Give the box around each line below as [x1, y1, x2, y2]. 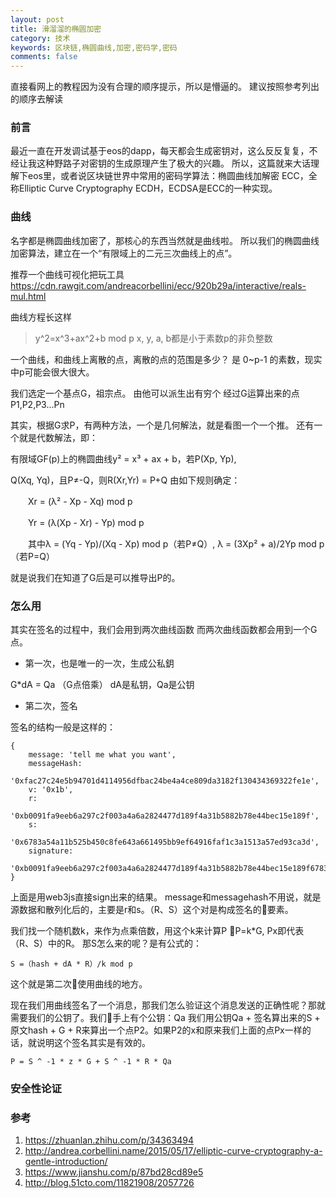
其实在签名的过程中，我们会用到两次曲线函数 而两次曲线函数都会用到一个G [10, 624, 318, 636]
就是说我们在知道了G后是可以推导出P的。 [10, 571, 181, 583]
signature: [28, 846, 74, 856]
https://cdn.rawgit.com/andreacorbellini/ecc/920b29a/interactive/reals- [10, 279, 307, 291]
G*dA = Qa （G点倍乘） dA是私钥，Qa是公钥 [10, 679, 195, 691]
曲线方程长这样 [10, 311, 72, 323]
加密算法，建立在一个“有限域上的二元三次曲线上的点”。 [10, 247, 238, 259]
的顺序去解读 [10, 93, 63, 105]
